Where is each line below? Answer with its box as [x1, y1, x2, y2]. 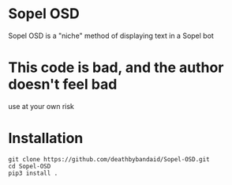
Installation [8, 130, 84, 147]
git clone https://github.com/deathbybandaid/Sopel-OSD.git [8, 155, 211, 163]
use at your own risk [8, 101, 75, 111]
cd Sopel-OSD [8, 162, 51, 170]
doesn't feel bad [8, 76, 118, 93]
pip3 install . [8, 169, 58, 177]
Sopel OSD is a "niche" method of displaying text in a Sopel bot [8, 31, 215, 40]
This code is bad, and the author [8, 59, 224, 77]
